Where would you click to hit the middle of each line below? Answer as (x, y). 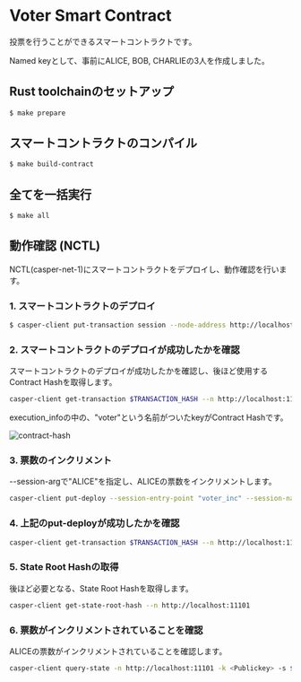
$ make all (30, 216)
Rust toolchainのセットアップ (92, 92)
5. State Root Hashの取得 (64, 567)
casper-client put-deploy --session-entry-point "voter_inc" (126, 499)
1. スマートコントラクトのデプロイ (82, 306)
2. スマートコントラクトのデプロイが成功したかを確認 (125, 349)
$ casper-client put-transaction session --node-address (118, 325)
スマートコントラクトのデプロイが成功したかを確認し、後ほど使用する (139, 371)
